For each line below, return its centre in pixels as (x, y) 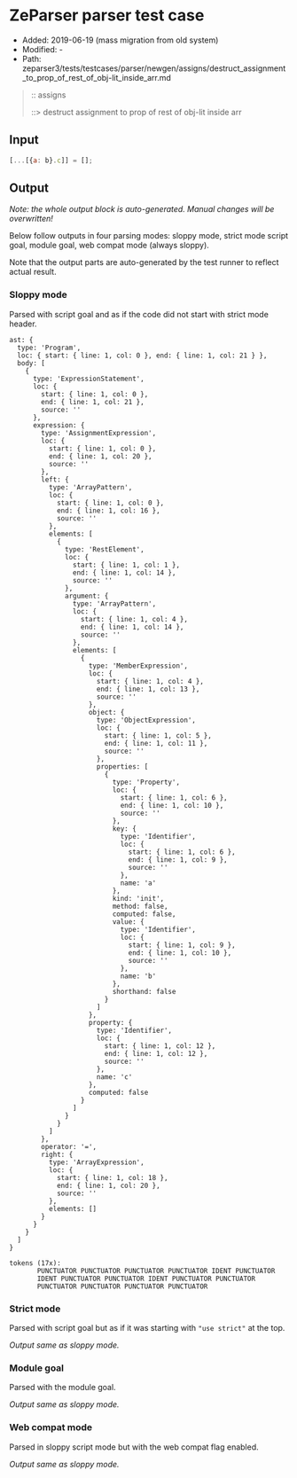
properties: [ (122, 766)
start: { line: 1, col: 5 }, (158, 735)
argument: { (87, 596)
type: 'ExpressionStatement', (88, 379)
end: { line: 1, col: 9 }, (178, 860)
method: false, (140, 906)
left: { (55, 480)
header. (23, 324)
